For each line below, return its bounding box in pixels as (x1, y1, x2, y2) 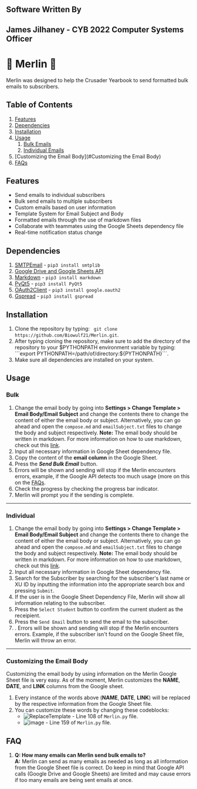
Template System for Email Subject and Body (14, 210, 124, 217)
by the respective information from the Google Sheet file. (14, 700, 152, 708)
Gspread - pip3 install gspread (14, 293, 94, 300)
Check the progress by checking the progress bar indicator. (14, 485, 159, 492)
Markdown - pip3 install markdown (14, 274, 101, 281)
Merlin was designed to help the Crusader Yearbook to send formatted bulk (6, 76, 189, 84)
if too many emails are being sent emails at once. (14, 777, 133, 784)
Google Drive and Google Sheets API (14, 268, 104, 275)
